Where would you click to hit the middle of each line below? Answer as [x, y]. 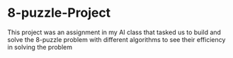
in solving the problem [40, 47]
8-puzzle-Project [59, 13]
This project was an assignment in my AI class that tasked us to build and [114, 32]
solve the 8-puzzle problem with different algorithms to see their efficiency [116, 39]
